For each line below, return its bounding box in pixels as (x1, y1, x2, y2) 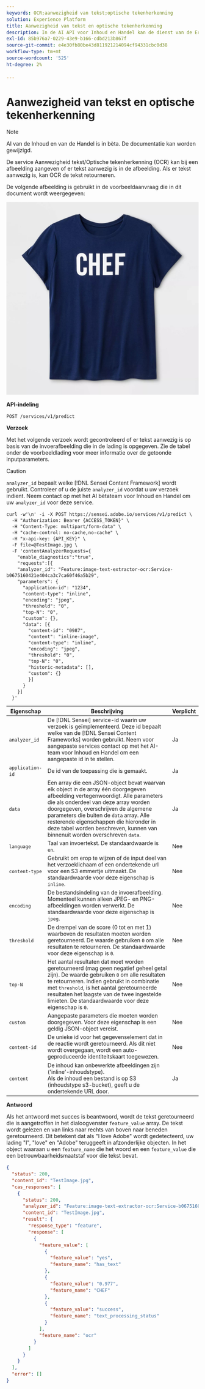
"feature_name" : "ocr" (38, 1332, 97, 1338)
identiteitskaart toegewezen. (87, 1053, 159, 1060)
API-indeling (6, 401, 39, 408)
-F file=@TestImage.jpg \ (12, 542, 78, 548)
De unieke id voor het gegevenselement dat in (48, 1033, 163, 1041)
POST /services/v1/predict (6, 414, 75, 420)
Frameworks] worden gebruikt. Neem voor (48, 736, 154, 743)
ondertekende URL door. (48, 1087, 110, 1095)
